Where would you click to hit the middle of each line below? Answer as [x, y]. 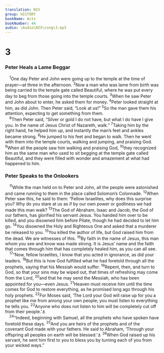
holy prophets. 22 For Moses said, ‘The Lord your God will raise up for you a [81, 295]
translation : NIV [23, 10]
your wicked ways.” [25, 345]
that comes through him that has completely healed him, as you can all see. [81, 249]
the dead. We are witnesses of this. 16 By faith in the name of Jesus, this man [82, 238]
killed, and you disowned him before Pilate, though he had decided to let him [82, 220]
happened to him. [23, 163]
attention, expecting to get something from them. [54, 113]
